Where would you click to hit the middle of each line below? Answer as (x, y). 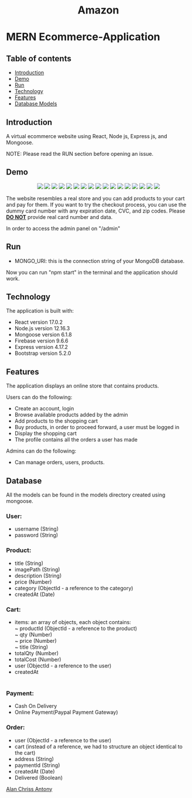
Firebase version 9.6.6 (41, 341)
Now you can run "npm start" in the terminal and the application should (92, 272)
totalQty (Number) (37, 653)
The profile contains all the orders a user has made (76, 440)
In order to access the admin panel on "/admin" (63, 228)
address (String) (34, 759)
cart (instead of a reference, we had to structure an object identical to (98, 746)
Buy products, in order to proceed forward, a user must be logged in (97, 427)
